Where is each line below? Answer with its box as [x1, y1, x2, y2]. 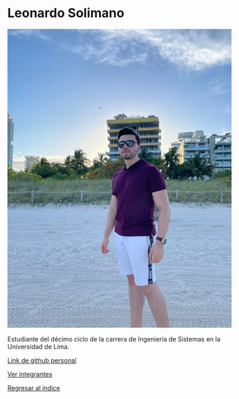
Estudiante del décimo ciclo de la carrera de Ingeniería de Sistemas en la [7, 334, 221, 343]
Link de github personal [7, 356, 77, 364]
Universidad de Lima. [7, 342, 70, 351]
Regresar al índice [7, 383, 60, 392]
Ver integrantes [7, 370, 53, 378]
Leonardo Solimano [7, 5, 124, 21]
